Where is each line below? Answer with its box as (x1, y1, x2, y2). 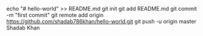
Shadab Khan (6, 24, 40, 31)
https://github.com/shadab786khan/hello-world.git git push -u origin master (6, 18, 196, 25)
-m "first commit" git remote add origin (6, 11, 104, 19)
